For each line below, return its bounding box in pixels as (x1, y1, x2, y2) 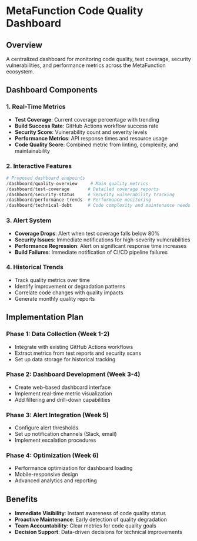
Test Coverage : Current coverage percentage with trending (14, 116, 160, 123)
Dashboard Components (6, 85, 98, 95)
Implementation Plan (6, 312, 84, 322)
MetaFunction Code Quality (6, 4, 143, 18)
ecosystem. (6, 68, 35, 75)
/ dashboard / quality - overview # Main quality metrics (6, 180, 149, 186)
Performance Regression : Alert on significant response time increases (14, 242, 187, 249)
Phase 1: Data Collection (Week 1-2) (6, 330, 110, 338)
